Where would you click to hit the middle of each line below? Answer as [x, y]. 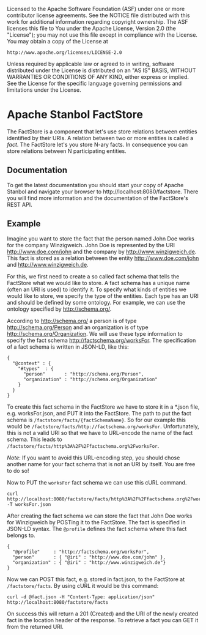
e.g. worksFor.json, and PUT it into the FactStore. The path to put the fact [99, 413]
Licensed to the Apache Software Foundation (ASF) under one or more [96, 9]
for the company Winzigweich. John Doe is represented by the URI [91, 245]
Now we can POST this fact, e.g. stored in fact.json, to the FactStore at [96, 579]
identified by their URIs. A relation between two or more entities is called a [100, 138]
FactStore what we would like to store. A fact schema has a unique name [98, 283]
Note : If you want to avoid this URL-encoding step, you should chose [94, 458]
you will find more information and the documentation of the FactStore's [97, 198]
